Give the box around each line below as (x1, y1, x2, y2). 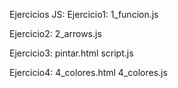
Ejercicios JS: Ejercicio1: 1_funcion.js (9, 9, 159, 20)
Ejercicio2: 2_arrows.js (9, 28, 102, 39)
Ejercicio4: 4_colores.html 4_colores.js (9, 67, 168, 78)
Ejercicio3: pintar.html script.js (9, 47, 134, 59)
